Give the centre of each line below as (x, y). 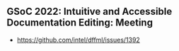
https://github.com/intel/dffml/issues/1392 (79, 40)
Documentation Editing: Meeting (80, 23)
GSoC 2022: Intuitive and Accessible (89, 12)
